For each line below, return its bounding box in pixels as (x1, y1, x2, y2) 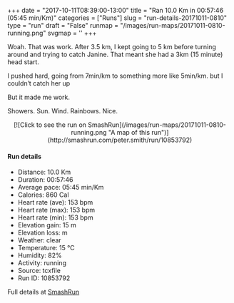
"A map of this (108, 128, 151, 136)
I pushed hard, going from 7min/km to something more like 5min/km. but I (7, 71, 223, 80)
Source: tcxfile (17, 267, 61, 275)
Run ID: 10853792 (17, 274, 71, 282)
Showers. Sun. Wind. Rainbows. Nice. (7, 107, 118, 115)
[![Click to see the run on (13, 120, 87, 129)
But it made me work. (7, 93, 70, 101)
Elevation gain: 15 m (17, 221, 77, 230)
